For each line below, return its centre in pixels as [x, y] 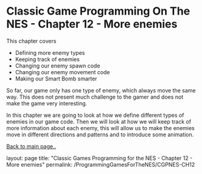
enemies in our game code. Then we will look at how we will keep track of [99, 121]
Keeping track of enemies [47, 59]
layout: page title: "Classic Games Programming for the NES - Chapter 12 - [99, 158]
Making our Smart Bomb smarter [56, 78]
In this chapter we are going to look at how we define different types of [95, 115]
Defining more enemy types [50, 52]
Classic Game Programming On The [98, 11]
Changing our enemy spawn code [57, 66]
